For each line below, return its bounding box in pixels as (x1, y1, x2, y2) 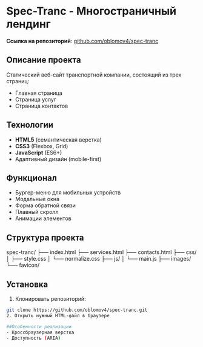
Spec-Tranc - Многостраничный (6, 4, 177, 18)
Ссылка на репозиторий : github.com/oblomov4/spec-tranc (6, 37, 159, 44)
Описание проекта (6, 55, 81, 65)
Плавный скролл (15, 208, 59, 216)
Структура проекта (6, 232, 84, 242)
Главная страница (15, 89, 62, 97)
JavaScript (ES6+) (15, 149, 62, 156)
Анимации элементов (15, 215, 72, 222)
